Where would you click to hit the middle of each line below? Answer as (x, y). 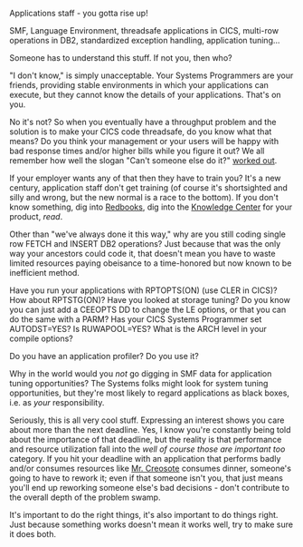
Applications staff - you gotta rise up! (79, 13)
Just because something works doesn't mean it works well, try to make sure (151, 524)
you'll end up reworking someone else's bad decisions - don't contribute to (149, 488)
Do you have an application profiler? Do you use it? (104, 356)
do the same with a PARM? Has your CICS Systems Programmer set (136, 319)
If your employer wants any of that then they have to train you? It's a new (146, 178)
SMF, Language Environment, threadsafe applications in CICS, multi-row (144, 30)
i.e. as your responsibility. (57, 402)
